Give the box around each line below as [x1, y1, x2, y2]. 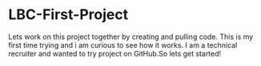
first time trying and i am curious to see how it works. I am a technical [8, 40, 238, 49]
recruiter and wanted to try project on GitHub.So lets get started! [8, 49, 222, 58]
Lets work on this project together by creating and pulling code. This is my [8, 32, 254, 41]
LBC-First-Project [8, 6, 129, 24]
